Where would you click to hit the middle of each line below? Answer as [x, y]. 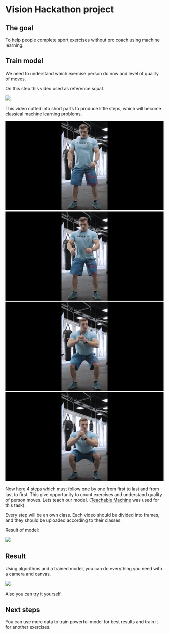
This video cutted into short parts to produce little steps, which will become [83, 108]
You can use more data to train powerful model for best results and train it [82, 622]
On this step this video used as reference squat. [55, 88]
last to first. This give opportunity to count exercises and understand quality [84, 495]
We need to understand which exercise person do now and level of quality [82, 73]
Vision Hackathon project [60, 9]
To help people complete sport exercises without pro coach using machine [82, 40]
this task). [16, 505]
